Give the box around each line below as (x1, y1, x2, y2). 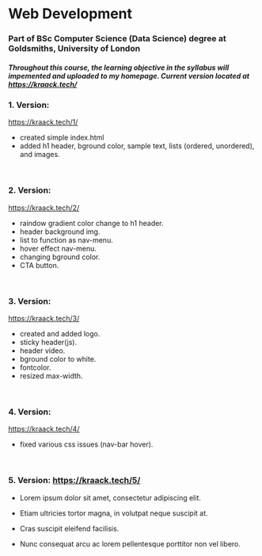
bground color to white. (19, 355, 97, 364)
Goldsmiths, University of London (8, 43, 141, 54)
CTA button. (19, 260, 59, 270)
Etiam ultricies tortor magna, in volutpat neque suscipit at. (19, 508, 208, 518)
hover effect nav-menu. (19, 243, 97, 253)
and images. (19, 150, 61, 159)
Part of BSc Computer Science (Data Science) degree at (8, 33, 227, 44)
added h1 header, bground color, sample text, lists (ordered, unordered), (19, 141, 255, 151)
